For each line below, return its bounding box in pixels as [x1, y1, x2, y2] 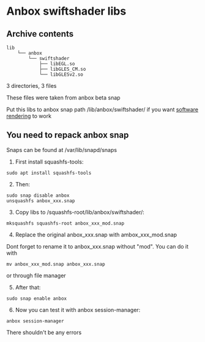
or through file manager [6, 272, 66, 279]
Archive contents [6, 29, 74, 39]
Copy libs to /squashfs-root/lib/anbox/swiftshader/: [15, 208, 145, 216]
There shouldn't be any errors [6, 329, 82, 336]
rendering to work [6, 112, 52, 120]
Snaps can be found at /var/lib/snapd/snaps [6, 146, 117, 153]
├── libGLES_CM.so [39, 66, 86, 72]
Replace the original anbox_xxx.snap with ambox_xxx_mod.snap [15, 231, 177, 238]
